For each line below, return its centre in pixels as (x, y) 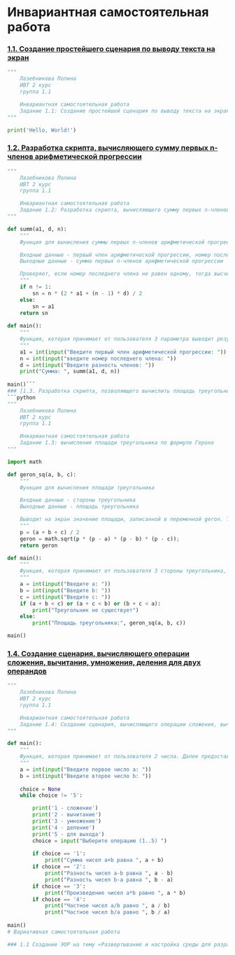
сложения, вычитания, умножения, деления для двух (104, 662)
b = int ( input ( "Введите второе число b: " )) (86, 776)
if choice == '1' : (59, 854)
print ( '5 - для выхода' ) (69, 834)
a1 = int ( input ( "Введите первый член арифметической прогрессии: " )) (123, 352)
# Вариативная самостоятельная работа (64, 932)
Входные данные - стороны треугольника (78, 500)
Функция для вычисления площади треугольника (87, 487)
